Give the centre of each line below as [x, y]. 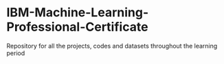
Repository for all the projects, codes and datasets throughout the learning [112, 46]
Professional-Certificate [77, 27]
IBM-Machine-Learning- [78, 13]
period [16, 53]
